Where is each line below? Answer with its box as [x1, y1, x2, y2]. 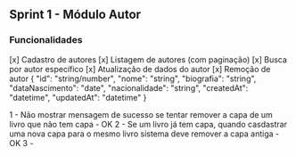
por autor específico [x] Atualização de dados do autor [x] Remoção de [9, 63, 271, 74]
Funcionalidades [9, 34, 83, 46]
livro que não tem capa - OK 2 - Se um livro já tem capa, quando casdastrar [9, 119, 288, 129]
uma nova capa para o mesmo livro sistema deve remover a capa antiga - [9, 128, 280, 139]
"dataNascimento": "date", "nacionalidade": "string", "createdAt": [9, 82, 249, 93]
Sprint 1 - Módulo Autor [9, 7, 141, 22]
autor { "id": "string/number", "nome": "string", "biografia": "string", [9, 73, 257, 84]
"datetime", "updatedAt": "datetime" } [9, 92, 147, 103]
